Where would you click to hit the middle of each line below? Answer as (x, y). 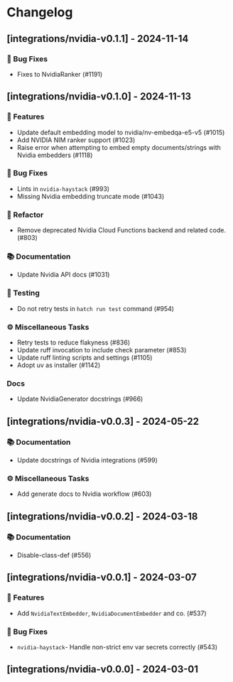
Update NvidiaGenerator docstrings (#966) (80, 399)
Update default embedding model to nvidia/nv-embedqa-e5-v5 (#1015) (121, 132)
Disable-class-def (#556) (54, 556)
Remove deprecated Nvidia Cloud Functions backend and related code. (121, 230)
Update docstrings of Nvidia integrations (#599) (87, 460)
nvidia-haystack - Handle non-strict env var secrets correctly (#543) (117, 647)
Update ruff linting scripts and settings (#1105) (85, 358)
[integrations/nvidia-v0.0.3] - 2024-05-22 (103, 421)
